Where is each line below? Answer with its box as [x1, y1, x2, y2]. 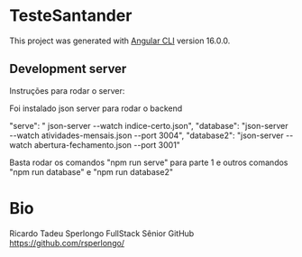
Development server [9, 61, 127, 77]
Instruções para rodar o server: [9, 85, 125, 96]
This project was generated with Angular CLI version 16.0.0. [9, 35, 231, 46]
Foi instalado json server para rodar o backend [9, 103, 183, 114]
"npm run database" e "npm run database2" [9, 166, 174, 177]
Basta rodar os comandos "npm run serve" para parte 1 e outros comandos [9, 157, 288, 168]
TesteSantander [9, 5, 133, 26]
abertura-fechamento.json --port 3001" [33, 139, 180, 150]
